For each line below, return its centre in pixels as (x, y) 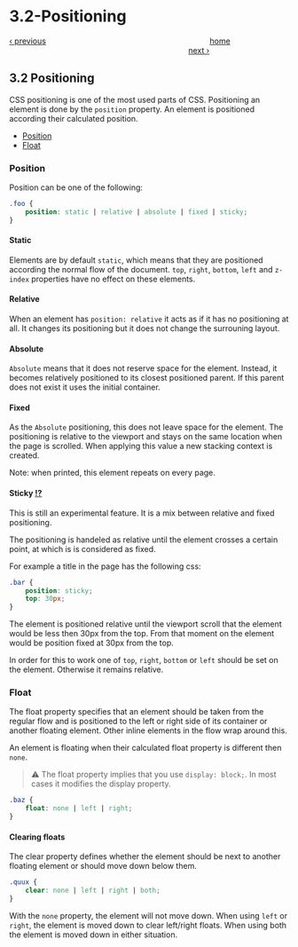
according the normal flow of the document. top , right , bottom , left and (141, 269)
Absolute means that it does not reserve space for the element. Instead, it (143, 368)
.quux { (24, 882)
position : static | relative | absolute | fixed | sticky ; (137, 212)
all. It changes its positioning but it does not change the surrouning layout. (145, 328)
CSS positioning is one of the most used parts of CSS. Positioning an (135, 99)
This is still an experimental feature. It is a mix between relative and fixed (142, 513)
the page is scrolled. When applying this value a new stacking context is (141, 446)
